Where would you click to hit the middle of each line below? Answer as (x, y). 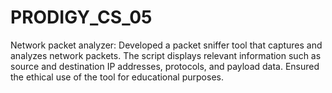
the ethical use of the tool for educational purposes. (117, 77)
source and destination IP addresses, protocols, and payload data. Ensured (165, 66)
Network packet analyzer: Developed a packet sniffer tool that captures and (166, 45)
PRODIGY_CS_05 (81, 17)
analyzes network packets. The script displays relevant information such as (166, 55)
